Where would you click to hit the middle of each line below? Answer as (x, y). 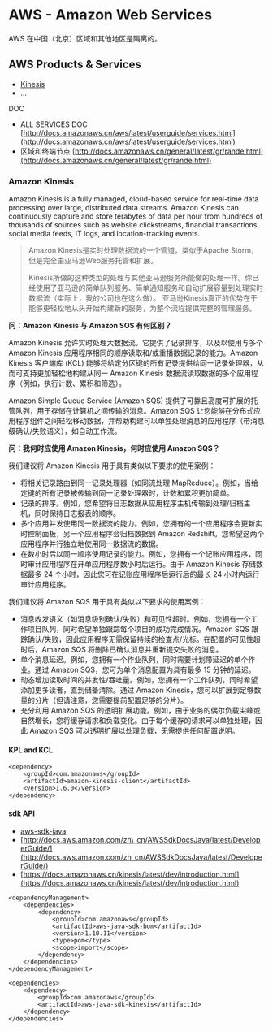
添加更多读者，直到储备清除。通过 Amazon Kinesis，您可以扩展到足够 (137, 690)
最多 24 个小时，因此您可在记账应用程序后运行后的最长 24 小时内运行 (143, 574)
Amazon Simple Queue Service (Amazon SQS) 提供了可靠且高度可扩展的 (130, 401)
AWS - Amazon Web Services (110, 15)
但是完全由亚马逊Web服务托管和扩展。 (93, 261)
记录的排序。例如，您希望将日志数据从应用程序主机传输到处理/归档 (132, 503)
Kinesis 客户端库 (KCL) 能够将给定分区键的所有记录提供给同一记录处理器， (133, 363)
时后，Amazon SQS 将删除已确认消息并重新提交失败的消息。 (121, 650)
